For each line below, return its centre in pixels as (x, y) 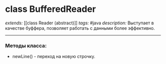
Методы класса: (26, 46)
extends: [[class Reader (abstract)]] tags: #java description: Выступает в (80, 23)
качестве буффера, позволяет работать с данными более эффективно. (80, 28)
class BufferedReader (51, 9)
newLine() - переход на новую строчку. (54, 57)
